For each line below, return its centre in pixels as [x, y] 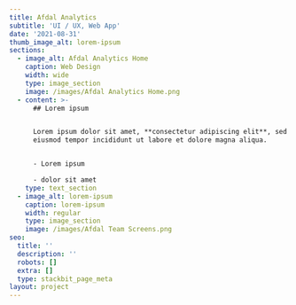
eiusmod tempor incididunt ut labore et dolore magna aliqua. [150, 140]
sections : [27, 51]
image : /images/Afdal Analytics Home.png [102, 91]
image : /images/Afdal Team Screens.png [99, 230]
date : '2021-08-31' [45, 34]
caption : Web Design [63, 67]
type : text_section [61, 188]
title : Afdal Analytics [53, 17]
